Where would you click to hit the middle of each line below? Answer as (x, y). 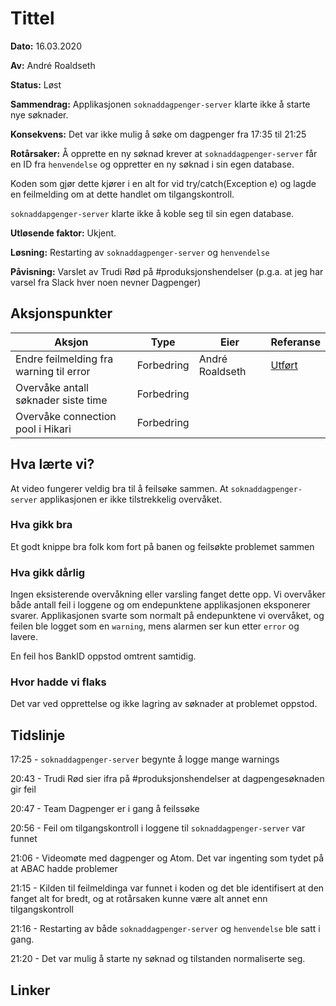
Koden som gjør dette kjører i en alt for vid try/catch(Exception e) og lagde (163, 183)
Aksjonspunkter (61, 313)
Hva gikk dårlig (47, 572)
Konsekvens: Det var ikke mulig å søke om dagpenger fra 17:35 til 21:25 (158, 134)
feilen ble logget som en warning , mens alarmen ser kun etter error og (155, 626)
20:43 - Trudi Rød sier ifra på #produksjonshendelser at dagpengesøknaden (167, 779)
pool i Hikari (43, 429)
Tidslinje (38, 735)
